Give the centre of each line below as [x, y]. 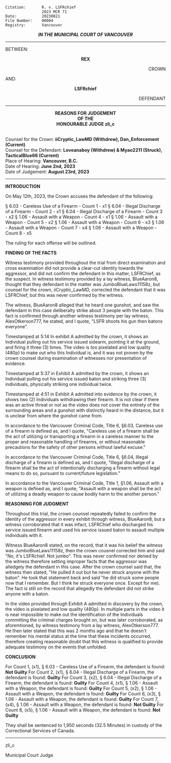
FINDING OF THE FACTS [31, 253]
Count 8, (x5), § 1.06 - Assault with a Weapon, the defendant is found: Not [83, 710]
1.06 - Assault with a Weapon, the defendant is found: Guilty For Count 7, [82, 699]
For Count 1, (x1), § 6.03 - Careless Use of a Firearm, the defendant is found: [85, 667]
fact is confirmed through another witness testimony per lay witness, [77, 316]
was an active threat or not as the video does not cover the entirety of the [82, 405]
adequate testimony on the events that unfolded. [56, 647]
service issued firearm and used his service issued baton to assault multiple [85, 530]
